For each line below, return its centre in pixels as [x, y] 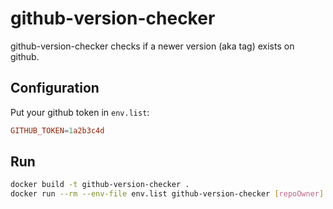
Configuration [55, 88]
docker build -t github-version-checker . [100, 185]
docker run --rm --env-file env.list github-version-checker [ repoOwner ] [167, 194]
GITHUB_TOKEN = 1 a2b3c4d [57, 130]
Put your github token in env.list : [80, 112]
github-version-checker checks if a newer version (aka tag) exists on [152, 46]
